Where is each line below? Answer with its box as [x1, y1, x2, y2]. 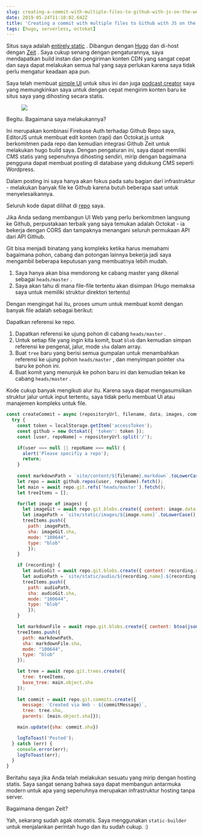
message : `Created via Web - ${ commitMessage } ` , [22, 702, 147, 708]
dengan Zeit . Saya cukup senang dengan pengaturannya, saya [6, 49, 164, 56]
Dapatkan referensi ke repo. [6, 319, 76, 326]
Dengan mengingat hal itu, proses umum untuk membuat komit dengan [6, 300, 183, 308]
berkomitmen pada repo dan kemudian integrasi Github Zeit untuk [6, 140, 170, 147]
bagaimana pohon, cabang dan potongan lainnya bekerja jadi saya [6, 251, 172, 259]
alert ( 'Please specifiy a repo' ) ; [22, 450, 110, 456]
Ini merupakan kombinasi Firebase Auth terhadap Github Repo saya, [6, 128, 176, 135]
